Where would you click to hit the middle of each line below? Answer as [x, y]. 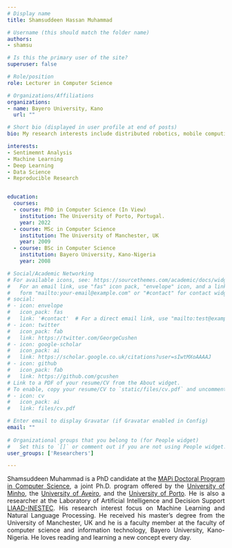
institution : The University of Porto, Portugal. [93, 216]
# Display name [29, 13]
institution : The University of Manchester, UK [89, 236]
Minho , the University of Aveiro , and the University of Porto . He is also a [116, 493]
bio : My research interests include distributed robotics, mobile [105, 134]
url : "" [25, 115]
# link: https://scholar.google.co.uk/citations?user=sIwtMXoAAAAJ [109, 357]
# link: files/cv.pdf [41, 408]
